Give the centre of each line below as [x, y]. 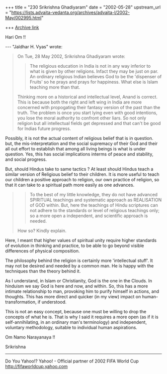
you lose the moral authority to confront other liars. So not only [82, 118]
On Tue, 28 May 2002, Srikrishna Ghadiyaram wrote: [71, 56]
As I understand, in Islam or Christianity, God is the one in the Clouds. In [79, 281]
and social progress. [26, 159]
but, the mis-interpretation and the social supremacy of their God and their [82, 143]
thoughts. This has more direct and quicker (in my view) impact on [73, 297]
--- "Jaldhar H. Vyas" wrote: [34, 47]
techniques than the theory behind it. [43, 271]
